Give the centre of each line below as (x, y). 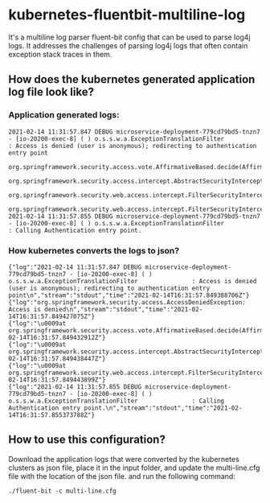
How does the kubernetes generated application (132, 79)
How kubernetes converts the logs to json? (94, 250)
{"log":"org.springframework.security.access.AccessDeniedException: (127, 302)
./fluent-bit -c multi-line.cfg (62, 491)
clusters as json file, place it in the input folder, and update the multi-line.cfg (134, 468)
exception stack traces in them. (60, 54)
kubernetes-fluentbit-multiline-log (127, 15)
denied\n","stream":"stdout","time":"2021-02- (123, 309)
